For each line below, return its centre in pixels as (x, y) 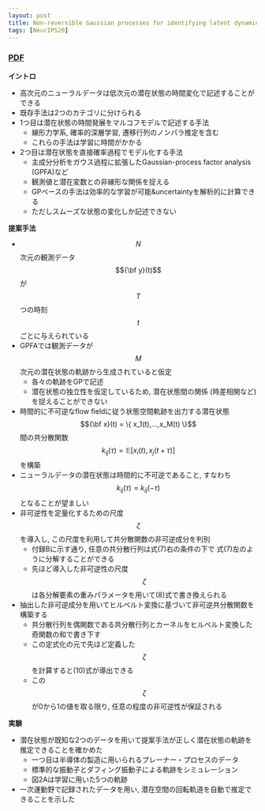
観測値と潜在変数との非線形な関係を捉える (101, 182)
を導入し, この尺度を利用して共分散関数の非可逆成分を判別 (115, 539)
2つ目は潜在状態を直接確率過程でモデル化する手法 (101, 152)
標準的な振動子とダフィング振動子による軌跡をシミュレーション (135, 770)
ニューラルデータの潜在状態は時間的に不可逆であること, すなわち (125, 475)
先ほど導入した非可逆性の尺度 (80, 569)
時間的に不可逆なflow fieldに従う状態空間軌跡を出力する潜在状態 (125, 411)
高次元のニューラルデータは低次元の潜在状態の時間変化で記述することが (137, 92)
